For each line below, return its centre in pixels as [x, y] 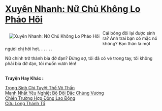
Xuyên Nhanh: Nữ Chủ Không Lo [73, 9]
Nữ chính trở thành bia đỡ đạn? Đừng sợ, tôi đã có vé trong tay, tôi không [79, 58]
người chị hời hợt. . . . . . [29, 49]
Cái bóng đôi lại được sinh [129, 33]
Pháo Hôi [24, 19]
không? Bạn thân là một [127, 43]
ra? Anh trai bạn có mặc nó [130, 38]
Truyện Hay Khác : [24, 78]
